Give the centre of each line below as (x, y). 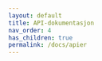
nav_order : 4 (30, 30)
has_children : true (41, 38)
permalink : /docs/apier (48, 45)
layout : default (35, 15)
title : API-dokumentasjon (51, 23)
